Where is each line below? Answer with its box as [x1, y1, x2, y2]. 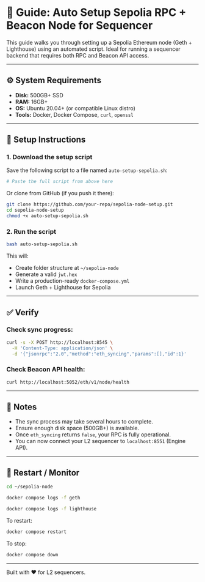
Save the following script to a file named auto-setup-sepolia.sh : [6, 166, 168, 174]
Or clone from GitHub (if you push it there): [6, 190, 114, 197]
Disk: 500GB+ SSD [15, 91, 64, 99]
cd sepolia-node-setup [6, 207, 64, 214]
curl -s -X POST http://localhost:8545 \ [6, 339, 113, 345]
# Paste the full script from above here [6, 179, 113, 185]
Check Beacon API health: [6, 365, 85, 374]
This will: [6, 252, 29, 259]
